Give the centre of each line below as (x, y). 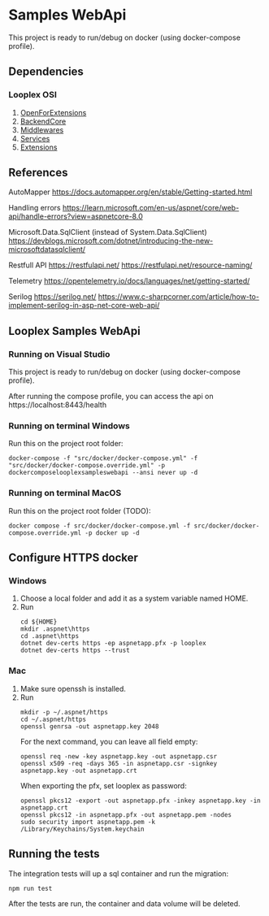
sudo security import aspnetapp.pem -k (88, 822)
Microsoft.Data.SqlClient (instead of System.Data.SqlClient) (108, 232)
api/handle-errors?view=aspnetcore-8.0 (76, 216)
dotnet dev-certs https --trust (75, 651)
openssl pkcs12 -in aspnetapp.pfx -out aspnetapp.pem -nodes (126, 814)
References (38, 173)
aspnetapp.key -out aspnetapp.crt (78, 771)
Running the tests (54, 854)
